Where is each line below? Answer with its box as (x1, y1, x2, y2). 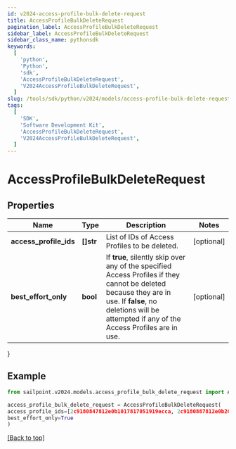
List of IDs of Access (105, 232, 174, 242)
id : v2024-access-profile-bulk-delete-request (7, 10, 146, 18)
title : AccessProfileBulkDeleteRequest (7, 17, 124, 24)
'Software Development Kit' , (20, 121, 105, 129)
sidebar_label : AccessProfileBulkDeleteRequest (7, 30, 150, 37)
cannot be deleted (105, 279, 166, 289)
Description (126, 220, 166, 230)
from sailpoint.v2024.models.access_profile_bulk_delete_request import (7, 388, 225, 396)
